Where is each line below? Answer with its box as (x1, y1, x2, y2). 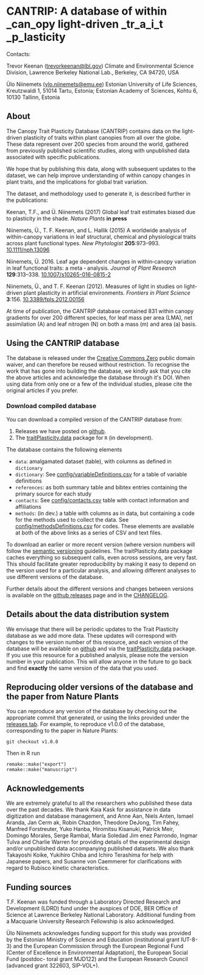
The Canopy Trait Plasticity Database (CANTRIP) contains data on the (6, 127, 181, 135)
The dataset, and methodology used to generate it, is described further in (6, 190, 191, 197)
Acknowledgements (6, 783, 85, 794)
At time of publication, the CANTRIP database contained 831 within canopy (6, 307, 194, 315)
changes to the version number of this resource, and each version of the (6, 638, 188, 646)
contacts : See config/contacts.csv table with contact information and (15, 496, 189, 504)
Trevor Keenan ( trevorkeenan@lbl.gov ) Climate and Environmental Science (6, 62, 194, 70)
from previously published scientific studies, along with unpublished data (6, 146, 190, 154)
